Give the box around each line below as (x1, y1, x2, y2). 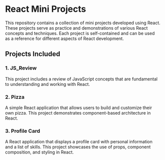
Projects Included (5, 50, 61, 58)
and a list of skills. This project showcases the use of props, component (5, 144, 151, 150)
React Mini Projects (5, 3, 86, 15)
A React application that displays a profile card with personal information (5, 139, 153, 145)
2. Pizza (5, 93, 25, 100)
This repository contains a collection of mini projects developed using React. (5, 20, 161, 26)
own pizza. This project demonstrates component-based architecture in (5, 110, 151, 116)
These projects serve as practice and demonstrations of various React (5, 25, 148, 31)
